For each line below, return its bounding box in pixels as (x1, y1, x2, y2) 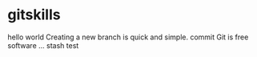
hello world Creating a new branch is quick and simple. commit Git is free (7, 32, 249, 42)
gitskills (7, 6, 61, 24)
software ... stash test (7, 40, 79, 50)
